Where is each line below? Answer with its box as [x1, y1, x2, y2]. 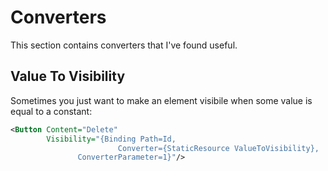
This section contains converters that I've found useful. [10, 39, 238, 51]
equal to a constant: [10, 105, 93, 117]
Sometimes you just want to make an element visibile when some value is [10, 94, 313, 106]
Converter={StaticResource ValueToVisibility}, [117, 143, 320, 153]
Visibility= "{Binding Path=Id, [46, 134, 177, 144]
